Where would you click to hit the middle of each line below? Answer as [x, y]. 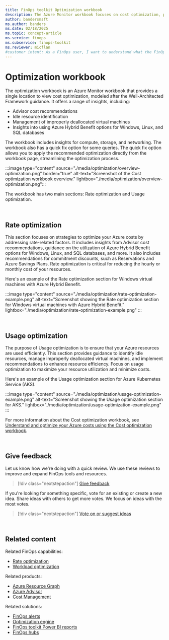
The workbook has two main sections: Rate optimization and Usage [75, 194]
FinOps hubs [26, 632]
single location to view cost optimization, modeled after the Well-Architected [84, 96]
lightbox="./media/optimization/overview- [119, 179]
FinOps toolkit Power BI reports [45, 627]
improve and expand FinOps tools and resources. [56, 473]
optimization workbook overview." [40, 179]
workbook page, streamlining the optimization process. [62, 159]
